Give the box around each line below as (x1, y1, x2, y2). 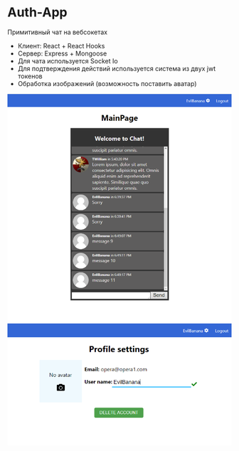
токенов (17, 72, 43, 80)
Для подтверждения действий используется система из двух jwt (17, 64, 216, 73)
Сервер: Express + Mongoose (17, 49, 107, 58)
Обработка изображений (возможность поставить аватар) (17, 79, 197, 87)
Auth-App (7, 4, 68, 21)
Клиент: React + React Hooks (17, 41, 105, 50)
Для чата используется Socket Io (17, 56, 119, 65)
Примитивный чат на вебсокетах (7, 28, 108, 36)
